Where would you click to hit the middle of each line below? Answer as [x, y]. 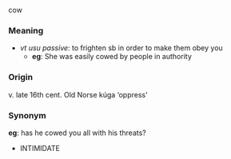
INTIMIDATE [40, 148]
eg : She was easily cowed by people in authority [112, 57]
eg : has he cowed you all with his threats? [77, 133]
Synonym [27, 115]
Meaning [26, 30]
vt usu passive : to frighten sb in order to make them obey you [121, 48]
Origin [21, 78]
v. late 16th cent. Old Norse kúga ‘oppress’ [78, 94]
